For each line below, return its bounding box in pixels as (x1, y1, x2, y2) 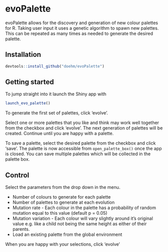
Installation (5, 50, 41, 59)
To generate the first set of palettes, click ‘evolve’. (5, 110, 108, 116)
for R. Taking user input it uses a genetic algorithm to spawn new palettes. (5, 25, 159, 31)
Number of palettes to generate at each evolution (12, 200, 115, 206)
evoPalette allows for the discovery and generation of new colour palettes (5, 20, 158, 26)
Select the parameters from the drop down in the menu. (5, 184, 121, 191)
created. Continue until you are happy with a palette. (5, 131, 114, 137)
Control (5, 171, 29, 179)
